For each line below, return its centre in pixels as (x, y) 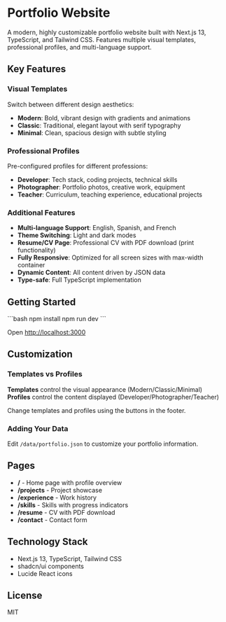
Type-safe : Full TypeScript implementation (79, 280)
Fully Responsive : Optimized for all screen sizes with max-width (110, 257)
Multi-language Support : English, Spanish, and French (97, 228)
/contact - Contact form (52, 520)
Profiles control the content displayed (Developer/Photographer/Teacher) (113, 397)
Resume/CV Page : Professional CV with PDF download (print (106, 243)
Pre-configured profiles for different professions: (78, 166)
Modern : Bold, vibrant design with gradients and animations (104, 118)
